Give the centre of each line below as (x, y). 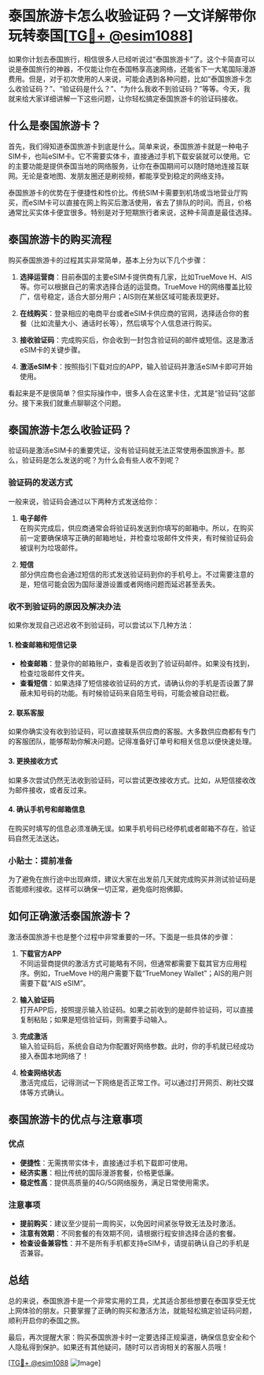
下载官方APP (40, 953)
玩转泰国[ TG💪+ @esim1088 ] (101, 36)
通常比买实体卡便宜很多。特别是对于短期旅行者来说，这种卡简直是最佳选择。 (132, 212)
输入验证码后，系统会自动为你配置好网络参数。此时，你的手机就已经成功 (136, 1046)
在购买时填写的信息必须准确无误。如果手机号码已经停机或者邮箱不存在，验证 (132, 828)
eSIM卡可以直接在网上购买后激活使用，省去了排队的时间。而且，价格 (140, 203)
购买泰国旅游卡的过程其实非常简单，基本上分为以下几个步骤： (108, 260)
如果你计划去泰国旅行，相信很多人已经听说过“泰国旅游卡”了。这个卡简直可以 (132, 59)
